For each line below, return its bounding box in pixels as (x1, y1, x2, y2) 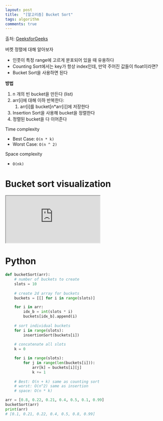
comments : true (5, 21, 37, 27)
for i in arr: (14, 304, 44, 309)
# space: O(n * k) (14, 388, 53, 393)
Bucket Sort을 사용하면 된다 (12, 70, 68, 76)
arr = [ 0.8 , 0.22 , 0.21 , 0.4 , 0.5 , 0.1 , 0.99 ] (5, 397, 104, 402)
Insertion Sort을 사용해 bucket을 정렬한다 (12, 110, 95, 116)
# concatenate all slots (14, 342, 66, 347)
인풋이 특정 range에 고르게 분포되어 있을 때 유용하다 (12, 57, 114, 63)
